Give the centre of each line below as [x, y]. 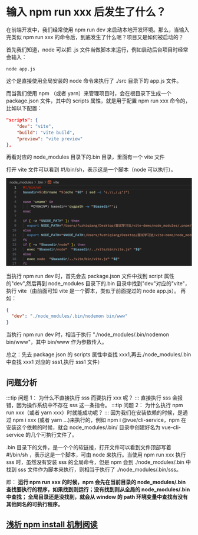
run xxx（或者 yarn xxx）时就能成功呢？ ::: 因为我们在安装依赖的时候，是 [94, 412]
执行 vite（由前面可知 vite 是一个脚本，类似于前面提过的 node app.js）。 [93, 291]
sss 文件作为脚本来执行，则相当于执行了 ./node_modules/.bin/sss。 [99, 469]
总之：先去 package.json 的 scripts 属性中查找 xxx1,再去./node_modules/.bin [99, 354]
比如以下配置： [24, 108]
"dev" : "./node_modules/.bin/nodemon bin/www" [70, 316]
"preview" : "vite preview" [50, 139]
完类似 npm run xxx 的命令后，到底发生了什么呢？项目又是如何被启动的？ [95, 37]
